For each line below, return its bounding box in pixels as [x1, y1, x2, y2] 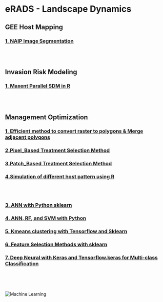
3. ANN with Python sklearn [5, 201, 72, 208]
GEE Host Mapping [5, 23, 63, 31]
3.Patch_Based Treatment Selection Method [5, 160, 112, 167]
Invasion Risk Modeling [5, 68, 77, 76]
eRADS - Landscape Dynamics [5, 3, 132, 15]
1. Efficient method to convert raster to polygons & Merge [5, 128, 143, 134]
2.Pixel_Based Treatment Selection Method [5, 147, 110, 153]
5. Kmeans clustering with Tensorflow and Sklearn [5, 228, 128, 235]
